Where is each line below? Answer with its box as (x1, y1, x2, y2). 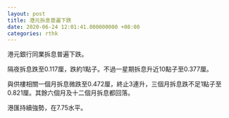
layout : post (7, 10, 46, 18)
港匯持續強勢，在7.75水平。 (7, 103, 87, 112)
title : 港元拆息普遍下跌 (7, 17, 72, 24)
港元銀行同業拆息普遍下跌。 (7, 50, 88, 58)
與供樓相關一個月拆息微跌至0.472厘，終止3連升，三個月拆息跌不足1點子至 (7, 80, 222, 88)
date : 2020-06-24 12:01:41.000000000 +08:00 (7, 23, 140, 30)
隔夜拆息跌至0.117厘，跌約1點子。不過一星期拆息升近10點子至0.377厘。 (7, 65, 213, 74)
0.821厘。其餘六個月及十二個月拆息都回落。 (7, 88, 135, 97)
